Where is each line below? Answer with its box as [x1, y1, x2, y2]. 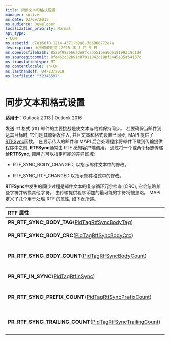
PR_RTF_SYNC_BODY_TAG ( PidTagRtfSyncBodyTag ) [8, 219, 133, 226]
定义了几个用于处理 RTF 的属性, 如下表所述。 [5, 196, 99, 202]
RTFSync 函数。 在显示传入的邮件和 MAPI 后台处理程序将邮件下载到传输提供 [5, 138, 163, 144]
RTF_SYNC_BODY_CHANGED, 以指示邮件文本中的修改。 [12, 161, 130, 167]
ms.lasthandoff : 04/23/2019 [5, 69, 65, 74]
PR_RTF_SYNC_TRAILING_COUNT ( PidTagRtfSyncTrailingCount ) [8, 318, 161, 325]
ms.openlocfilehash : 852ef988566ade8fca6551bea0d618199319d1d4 [5, 50, 142, 55]
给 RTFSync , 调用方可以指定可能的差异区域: [5, 151, 95, 157]
